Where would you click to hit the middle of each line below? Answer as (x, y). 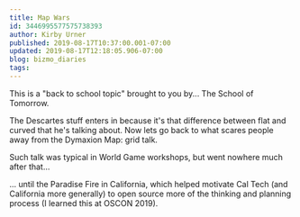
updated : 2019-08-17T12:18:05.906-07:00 (86, 51)
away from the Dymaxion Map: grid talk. (83, 140)
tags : (19, 68)
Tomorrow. (29, 103)
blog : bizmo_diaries (48, 59)
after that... (30, 167)
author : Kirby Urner (48, 34)
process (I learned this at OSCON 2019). (84, 203)
